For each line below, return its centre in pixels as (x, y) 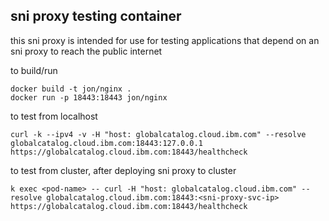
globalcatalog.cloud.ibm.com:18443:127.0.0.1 (106, 143)
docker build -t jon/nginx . (71, 89)
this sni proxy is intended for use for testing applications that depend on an (165, 40)
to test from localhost (54, 116)
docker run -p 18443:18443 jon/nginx (89, 97)
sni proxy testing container (96, 16)
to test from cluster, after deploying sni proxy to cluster (123, 170)
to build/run (34, 70)
